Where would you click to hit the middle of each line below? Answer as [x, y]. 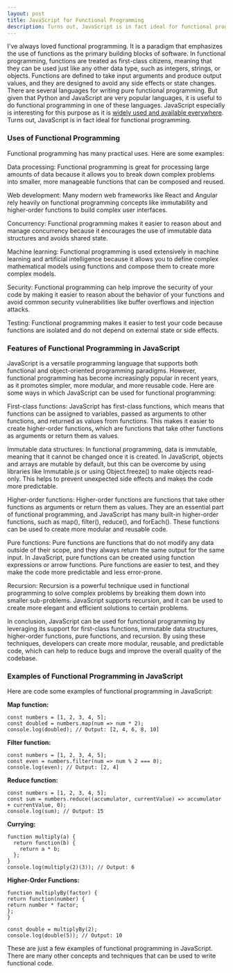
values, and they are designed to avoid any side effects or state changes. [112, 83]
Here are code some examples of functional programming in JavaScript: [110, 692]
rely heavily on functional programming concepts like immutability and [107, 202]
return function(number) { [46, 899]
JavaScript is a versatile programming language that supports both [103, 363]
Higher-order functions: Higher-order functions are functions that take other [116, 499]
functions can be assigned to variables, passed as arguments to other [107, 414]
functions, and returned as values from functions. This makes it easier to [111, 420]
